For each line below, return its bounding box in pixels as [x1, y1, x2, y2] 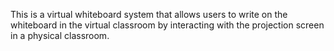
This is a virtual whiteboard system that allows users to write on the [10, 9, 288, 20]
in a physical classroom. [10, 30, 110, 41]
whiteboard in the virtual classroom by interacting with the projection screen [10, 19, 325, 31]
